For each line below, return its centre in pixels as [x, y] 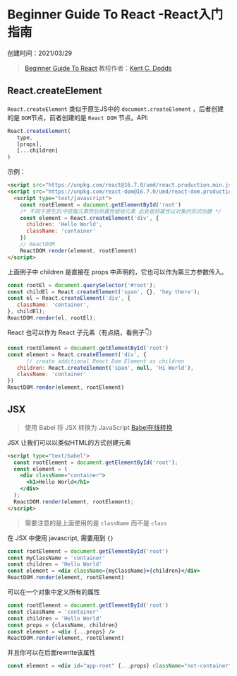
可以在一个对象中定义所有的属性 [54, 592]
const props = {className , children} [63, 625]
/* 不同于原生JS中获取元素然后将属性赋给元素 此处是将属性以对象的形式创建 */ [121, 211]
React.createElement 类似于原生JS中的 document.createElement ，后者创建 [116, 109]
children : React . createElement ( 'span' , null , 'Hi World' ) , [105, 368]
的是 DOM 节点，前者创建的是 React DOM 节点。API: [78, 117]
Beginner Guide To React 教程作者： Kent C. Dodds [98, 68]
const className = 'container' [53, 612]
